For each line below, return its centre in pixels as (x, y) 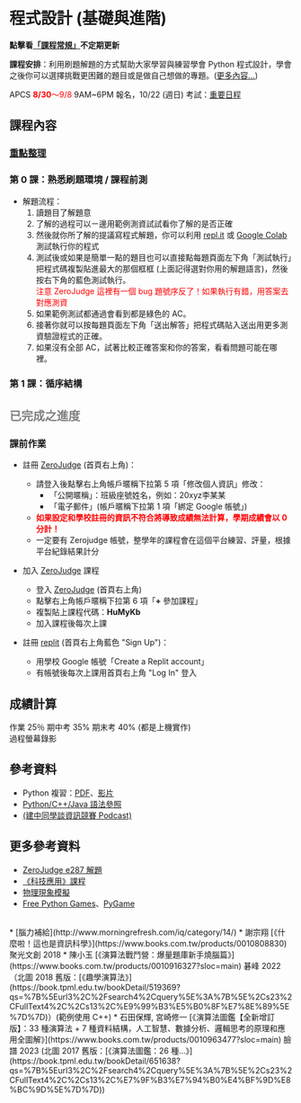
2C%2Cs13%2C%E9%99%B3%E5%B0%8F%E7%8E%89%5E (173, 1006)
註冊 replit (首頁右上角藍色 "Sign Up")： (95, 643)
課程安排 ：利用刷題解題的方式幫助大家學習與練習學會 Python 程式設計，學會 (150, 64)
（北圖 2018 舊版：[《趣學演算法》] (71, 977)
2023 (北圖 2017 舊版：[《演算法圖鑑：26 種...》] (106, 1050)
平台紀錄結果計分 (67, 551)
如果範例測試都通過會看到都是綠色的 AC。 (113, 313)
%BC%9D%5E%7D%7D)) (57, 1090)
